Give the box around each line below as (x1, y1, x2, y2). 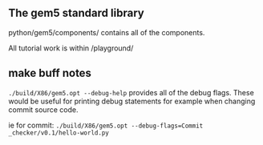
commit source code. (8, 104, 79, 115)
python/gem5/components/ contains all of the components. (8, 27, 205, 37)
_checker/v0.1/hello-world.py (8, 128, 110, 137)
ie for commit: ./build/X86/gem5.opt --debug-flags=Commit (8, 120, 204, 130)
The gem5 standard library (8, 6, 144, 20)
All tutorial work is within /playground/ (8, 43, 134, 53)
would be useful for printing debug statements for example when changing (8, 96, 256, 106)
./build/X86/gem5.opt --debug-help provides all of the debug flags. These (8, 87, 254, 97)
